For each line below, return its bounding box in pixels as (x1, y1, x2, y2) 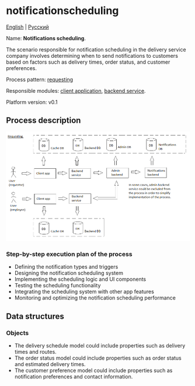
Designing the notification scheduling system (14, 270, 124, 277)
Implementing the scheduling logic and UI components (14, 276, 147, 283)
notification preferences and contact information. (14, 373, 133, 380)
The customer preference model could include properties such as (14, 367, 173, 374)
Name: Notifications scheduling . (6, 34, 86, 41)
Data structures (6, 311, 64, 321)
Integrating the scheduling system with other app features (14, 288, 155, 295)
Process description (6, 116, 81, 126)
